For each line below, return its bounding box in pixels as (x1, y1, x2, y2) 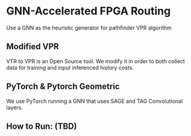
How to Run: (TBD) (6, 121, 77, 131)
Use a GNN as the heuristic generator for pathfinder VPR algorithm (6, 24, 172, 31)
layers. (6, 104, 23, 111)
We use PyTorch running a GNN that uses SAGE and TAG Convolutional (6, 97, 183, 105)
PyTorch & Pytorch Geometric (6, 81, 120, 91)
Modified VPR (6, 42, 59, 52)
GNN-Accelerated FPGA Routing (6, 4, 171, 18)
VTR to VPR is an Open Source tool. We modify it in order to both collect (6, 57, 185, 64)
